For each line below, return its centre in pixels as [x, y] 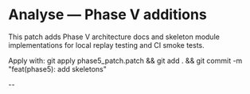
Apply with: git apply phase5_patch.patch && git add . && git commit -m [125, 61]
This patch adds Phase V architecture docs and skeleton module [114, 37]
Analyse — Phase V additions [107, 15]
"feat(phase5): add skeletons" [58, 69]
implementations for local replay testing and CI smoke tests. [106, 45]
